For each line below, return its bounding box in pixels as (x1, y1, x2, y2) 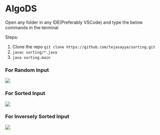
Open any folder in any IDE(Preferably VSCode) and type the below (5, 19, 143, 25)
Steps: (5, 34, 18, 40)
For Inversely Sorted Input (5, 113, 70, 120)
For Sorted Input (5, 90, 46, 97)
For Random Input (5, 66, 49, 73)
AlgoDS (5, 3, 37, 14)
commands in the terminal (5, 24, 59, 30)
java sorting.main (12, 55, 51, 60)
